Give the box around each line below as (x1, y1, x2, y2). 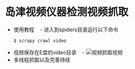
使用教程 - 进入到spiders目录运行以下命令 (13, 26, 119, 33)
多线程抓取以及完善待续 (13, 56, 70, 63)
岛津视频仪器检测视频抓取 (5, 5, 129, 19)
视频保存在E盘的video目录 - (13, 48, 85, 56)
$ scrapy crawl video (13, 38, 66, 44)
